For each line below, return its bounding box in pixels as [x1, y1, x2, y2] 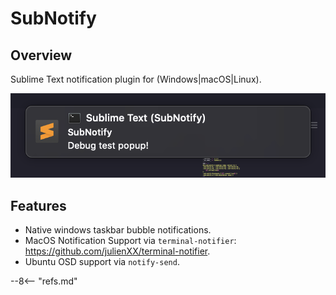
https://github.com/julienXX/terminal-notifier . [24, 245, 211, 257]
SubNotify [10, 7, 97, 30]
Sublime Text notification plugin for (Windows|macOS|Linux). [10, 73, 262, 85]
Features [10, 197, 67, 214]
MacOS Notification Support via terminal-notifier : [24, 235, 237, 247]
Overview [10, 47, 73, 64]
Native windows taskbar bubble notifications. [24, 224, 212, 236]
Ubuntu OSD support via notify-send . [24, 256, 180, 268]
